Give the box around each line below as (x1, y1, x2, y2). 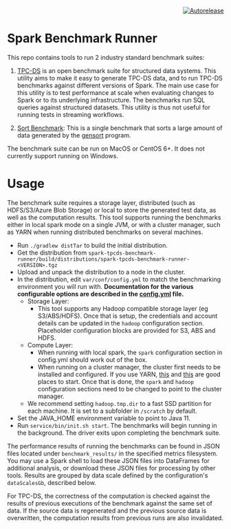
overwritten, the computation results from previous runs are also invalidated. (7, 513, 223, 522)
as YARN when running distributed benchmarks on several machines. (7, 228, 203, 236)
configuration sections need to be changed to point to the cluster (37, 385, 222, 393)
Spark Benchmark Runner (7, 31, 158, 46)
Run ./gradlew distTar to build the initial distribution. (16, 241, 168, 249)
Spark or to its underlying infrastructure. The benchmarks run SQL (16, 96, 206, 104)
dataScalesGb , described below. (7, 478, 96, 486)
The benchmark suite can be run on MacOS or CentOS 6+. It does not (7, 144, 205, 153)
